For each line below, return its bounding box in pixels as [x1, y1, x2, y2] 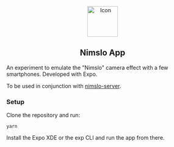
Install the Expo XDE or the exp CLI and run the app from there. [6, 134, 165, 141]
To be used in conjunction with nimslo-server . [6, 82, 121, 89]
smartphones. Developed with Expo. [6, 70, 98, 78]
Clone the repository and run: [6, 111, 81, 119]
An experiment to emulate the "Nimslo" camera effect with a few [6, 64, 169, 71]
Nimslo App [79, 48, 126, 58]
